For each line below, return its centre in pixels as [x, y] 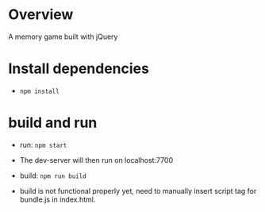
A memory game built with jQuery [63, 37]
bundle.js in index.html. [58, 199]
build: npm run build [53, 175]
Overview [41, 15]
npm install [39, 91]
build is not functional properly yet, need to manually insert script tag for [138, 191]
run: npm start [43, 145]
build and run [53, 123]
